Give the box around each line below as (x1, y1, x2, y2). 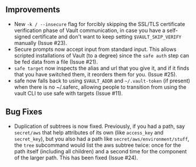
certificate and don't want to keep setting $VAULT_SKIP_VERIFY (32, 33, 182, 40)
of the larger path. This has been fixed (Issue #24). (14, 154, 138, 161)
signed (14, 33, 31, 40)
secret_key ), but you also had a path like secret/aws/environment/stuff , (14, 135, 190, 142)
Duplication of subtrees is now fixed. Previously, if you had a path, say (14, 123, 185, 130)
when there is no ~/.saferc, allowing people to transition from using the (14, 83, 187, 91)
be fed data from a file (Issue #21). (14, 58, 98, 65)
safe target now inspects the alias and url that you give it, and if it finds (14, 65, 190, 72)
